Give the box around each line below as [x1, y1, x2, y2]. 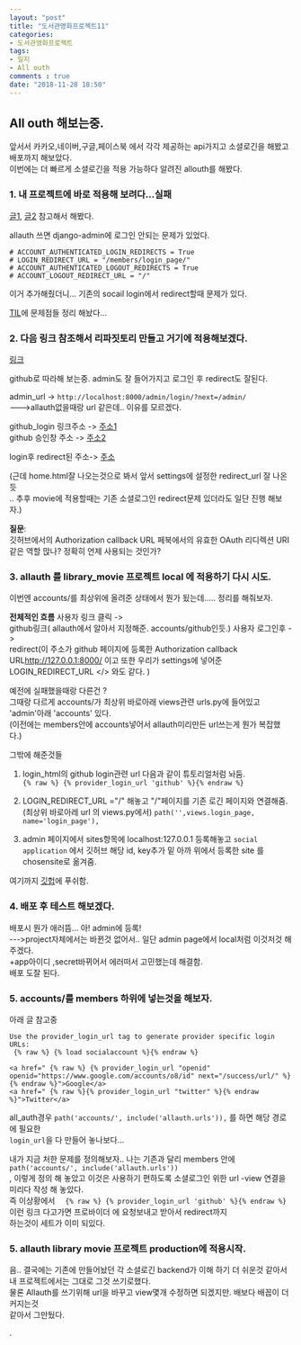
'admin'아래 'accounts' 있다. [9, 708, 112, 719]
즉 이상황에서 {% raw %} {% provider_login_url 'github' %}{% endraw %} [9, 1195, 288, 1206]
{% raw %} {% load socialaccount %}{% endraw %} [13, 1047, 199, 1057]
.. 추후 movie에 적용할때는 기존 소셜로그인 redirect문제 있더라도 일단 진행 [9, 493, 267, 504]
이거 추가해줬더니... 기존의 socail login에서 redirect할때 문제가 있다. [9, 288, 247, 299]
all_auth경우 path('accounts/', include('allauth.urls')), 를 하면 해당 [9, 1112, 270, 1123]
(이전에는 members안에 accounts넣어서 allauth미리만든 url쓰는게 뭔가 [9, 719, 258, 730]
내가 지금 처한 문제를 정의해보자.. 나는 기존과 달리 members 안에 [9, 1153, 235, 1164]
